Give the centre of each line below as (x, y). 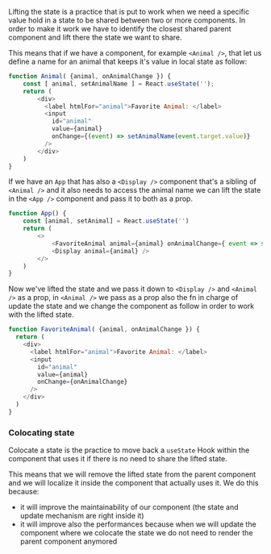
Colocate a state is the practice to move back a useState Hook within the (129, 450)
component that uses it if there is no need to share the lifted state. (118, 459)
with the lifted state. (41, 314)
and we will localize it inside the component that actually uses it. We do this (133, 483)
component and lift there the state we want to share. (95, 37)
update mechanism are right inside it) (82, 516)
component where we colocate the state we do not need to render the (136, 533)
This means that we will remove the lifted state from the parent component (132, 474)
